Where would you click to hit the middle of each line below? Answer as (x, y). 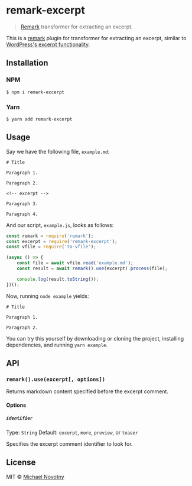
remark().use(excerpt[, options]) (56, 380)
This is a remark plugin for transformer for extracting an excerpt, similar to (96, 38)
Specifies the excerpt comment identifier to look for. (69, 443)
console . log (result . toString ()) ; (58, 279)
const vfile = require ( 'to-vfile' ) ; (51, 247)
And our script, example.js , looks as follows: (60, 225)
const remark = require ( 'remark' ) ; (50, 236)
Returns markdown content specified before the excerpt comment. (87, 391)
